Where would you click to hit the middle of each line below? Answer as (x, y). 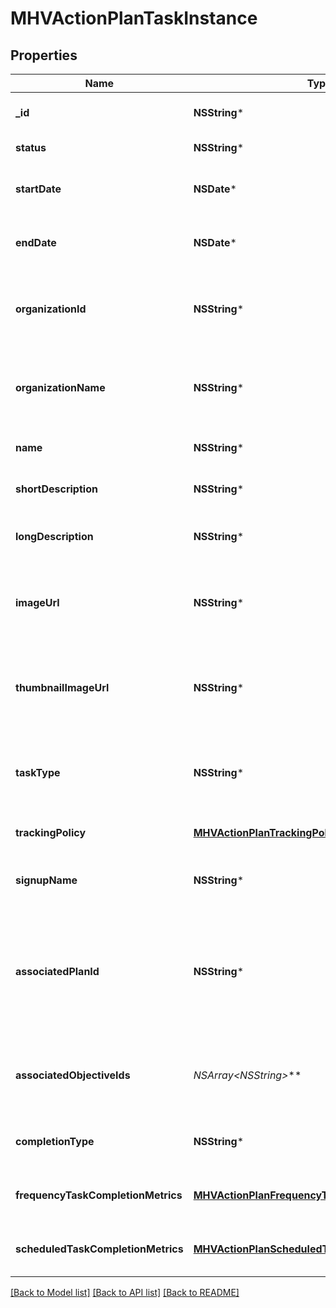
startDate (38, 189)
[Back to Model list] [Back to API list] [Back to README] (125, 1292)
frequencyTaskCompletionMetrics (99, 1195)
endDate (36, 242)
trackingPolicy (51, 832)
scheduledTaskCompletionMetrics (99, 1249)
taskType (38, 772)
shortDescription (56, 489)
